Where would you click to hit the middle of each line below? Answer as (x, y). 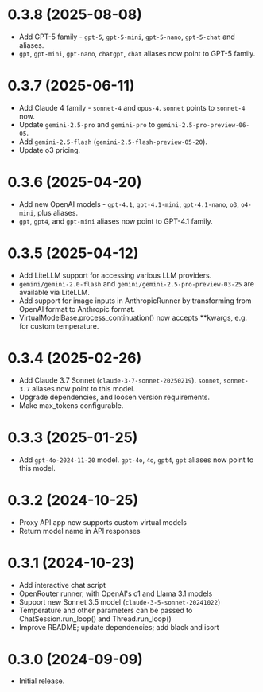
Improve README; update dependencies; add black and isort (119, 627)
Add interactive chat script (62, 585)
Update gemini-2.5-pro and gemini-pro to (87, 124)
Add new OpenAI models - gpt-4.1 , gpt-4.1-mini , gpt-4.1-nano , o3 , (129, 204)
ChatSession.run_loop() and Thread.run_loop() (95, 619)
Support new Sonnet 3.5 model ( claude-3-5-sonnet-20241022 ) (120, 601)
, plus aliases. (56, 212)
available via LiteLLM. (54, 292)
